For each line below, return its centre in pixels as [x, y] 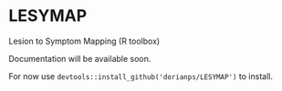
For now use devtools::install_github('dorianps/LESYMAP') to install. [141, 76]
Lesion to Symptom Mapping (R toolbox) [84, 41]
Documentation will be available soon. [80, 58]
